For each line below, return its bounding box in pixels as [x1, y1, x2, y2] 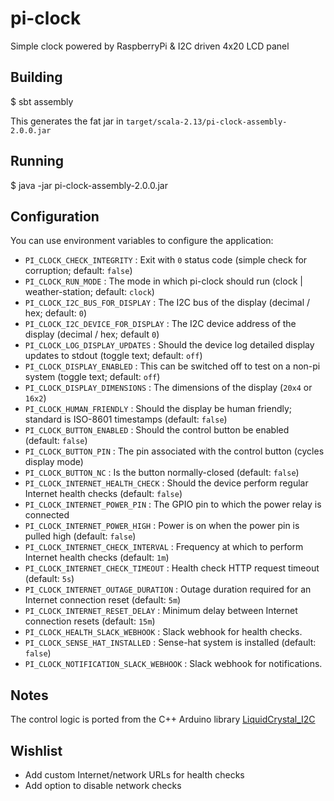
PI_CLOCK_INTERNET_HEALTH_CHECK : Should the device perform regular [24, 477, 309, 489]
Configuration [10, 208, 100, 225]
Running [10, 153, 65, 170]
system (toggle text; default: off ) [24, 371, 161, 383]
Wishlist [10, 742, 63, 759]
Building [10, 69, 63, 86]
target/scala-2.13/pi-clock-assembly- [125, 117, 288, 127]
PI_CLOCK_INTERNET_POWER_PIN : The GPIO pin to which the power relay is [24, 498, 322, 511]
